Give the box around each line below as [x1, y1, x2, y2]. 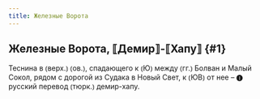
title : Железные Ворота [8, 11, 89, 20]
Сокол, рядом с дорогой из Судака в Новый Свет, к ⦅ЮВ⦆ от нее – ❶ [8, 72, 243, 82]
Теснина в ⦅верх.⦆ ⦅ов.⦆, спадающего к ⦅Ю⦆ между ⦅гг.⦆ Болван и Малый [8, 63, 253, 73]
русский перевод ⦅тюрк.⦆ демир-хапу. [8, 82, 140, 92]
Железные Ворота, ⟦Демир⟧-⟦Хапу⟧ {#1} [8, 42, 227, 56]
